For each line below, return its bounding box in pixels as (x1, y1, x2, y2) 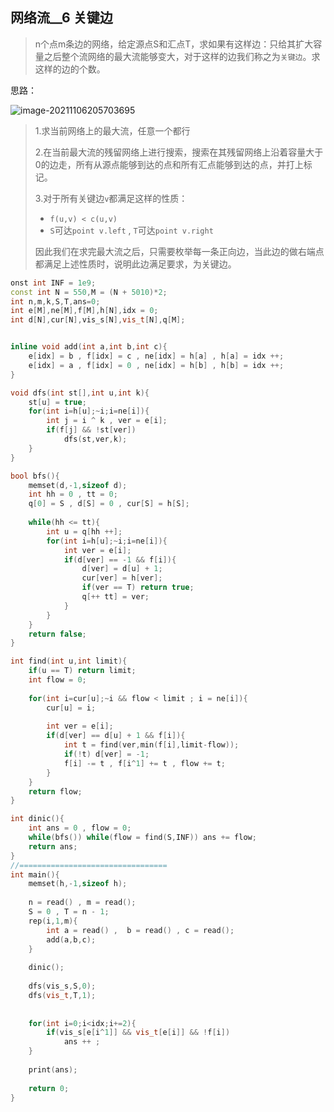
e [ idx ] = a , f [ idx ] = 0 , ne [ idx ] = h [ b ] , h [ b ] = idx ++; (28, 360, 285, 370)
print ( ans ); (28, 1064, 78, 1075)
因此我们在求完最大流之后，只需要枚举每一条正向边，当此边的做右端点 (34, 245, 325, 257)
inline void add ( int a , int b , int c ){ (10, 342, 168, 352)
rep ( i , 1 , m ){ (28, 916, 78, 926)
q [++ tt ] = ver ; (81, 592, 150, 602)
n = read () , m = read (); (28, 898, 137, 908)
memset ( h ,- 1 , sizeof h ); (28, 879, 128, 889)
